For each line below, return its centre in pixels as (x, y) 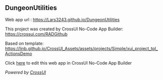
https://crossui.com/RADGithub (36, 34)
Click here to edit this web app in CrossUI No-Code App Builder (68, 63)
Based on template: (24, 43)
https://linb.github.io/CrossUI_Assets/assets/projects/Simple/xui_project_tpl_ (81, 48)
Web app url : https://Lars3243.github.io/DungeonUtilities (62, 19)
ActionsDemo (19, 53)
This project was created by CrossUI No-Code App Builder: (64, 29)
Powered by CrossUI (25, 72)
